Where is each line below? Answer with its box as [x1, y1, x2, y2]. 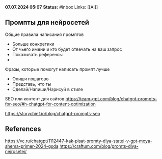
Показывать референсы [12, 51, 63, 57]
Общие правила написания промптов [5, 32, 84, 37]
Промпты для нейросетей [5, 18, 89, 27]
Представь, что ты [12, 81, 52, 87]
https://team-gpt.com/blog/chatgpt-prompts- [65, 95, 157, 101]
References [5, 125, 41, 133]
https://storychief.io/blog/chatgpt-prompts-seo [5, 110, 101, 116]
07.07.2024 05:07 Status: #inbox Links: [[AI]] [5, 4, 98, 10]
